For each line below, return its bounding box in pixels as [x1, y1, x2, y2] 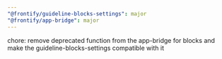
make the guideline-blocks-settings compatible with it [7, 44, 165, 52]
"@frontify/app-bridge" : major [7, 17, 100, 24]
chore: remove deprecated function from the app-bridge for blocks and [7, 36, 216, 44]
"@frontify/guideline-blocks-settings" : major [7, 10, 147, 18]
